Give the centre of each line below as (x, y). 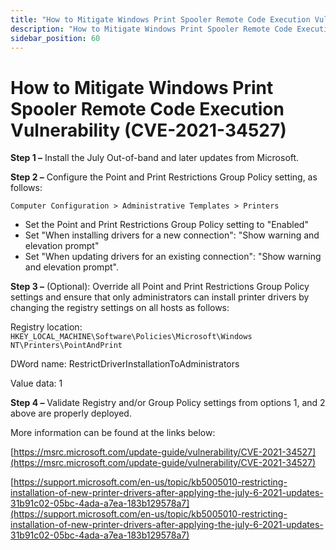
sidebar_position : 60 (55, 38)
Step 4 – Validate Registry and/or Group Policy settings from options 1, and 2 (168, 403)
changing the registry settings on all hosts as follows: (120, 308)
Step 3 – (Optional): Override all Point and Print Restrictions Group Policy (160, 287)
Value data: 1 (36, 383)
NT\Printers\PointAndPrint (66, 346)
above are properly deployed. (71, 413)
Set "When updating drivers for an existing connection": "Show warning (173, 257)
